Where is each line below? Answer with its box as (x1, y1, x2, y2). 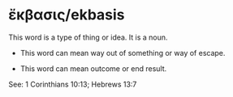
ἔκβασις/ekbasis (8, 6, 125, 24)
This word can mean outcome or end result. (19, 63, 167, 74)
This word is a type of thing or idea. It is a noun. (8, 32, 168, 42)
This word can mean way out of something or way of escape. (19, 48, 226, 57)
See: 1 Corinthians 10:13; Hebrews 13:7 (8, 79, 137, 89)
